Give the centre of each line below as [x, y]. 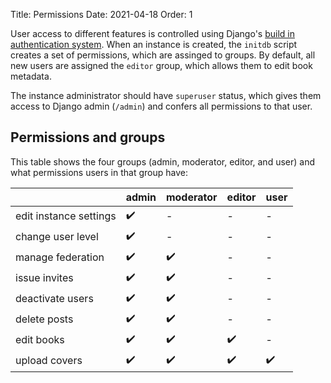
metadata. [31, 76]
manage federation [60, 257]
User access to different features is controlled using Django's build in [152, 33]
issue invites [44, 278]
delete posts [44, 319]
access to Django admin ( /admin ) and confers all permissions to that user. [161, 106]
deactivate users [54, 299]
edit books [40, 340]
